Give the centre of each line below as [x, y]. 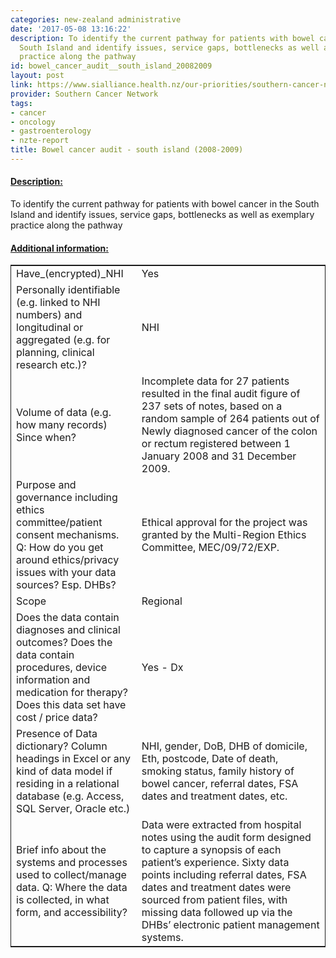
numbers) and [49, 315]
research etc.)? [51, 365]
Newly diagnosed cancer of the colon [229, 431]
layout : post [37, 76]
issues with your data [66, 573]
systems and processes [72, 863]
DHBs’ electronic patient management [230, 925]
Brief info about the [61, 850]
